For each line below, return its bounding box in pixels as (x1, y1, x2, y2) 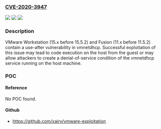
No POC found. (5, 96, 36, 102)
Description (5, 28, 34, 35)
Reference (5, 85, 27, 91)
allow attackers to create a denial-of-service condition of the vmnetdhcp (5, 55, 155, 61)
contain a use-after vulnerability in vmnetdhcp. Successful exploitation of (5, 44, 156, 50)
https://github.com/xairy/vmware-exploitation (12, 118, 106, 124)
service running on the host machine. (5, 60, 82, 66)
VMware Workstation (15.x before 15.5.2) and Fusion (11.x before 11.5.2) (5, 39, 151, 45)
